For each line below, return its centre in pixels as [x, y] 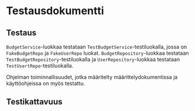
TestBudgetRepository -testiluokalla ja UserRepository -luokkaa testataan [93, 59]
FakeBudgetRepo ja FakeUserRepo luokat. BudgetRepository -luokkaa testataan [97, 53]
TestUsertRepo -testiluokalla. [40, 66]
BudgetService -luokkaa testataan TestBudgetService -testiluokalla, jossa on [97, 47]
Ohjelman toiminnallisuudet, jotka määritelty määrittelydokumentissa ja [92, 77]
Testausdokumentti [55, 11]
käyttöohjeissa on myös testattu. [45, 83]
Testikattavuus [34, 102]
